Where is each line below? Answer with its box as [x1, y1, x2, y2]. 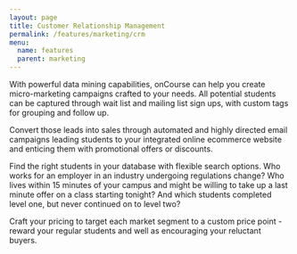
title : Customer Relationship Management [9, 21, 166, 30]
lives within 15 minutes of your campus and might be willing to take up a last [9, 180, 288, 190]
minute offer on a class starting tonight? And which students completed [9, 189, 272, 200]
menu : [9, 37, 29, 47]
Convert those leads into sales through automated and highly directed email [9, 125, 288, 135]
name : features [17, 46, 74, 55]
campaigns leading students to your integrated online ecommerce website [9, 135, 283, 144]
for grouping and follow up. [9, 108, 110, 118]
